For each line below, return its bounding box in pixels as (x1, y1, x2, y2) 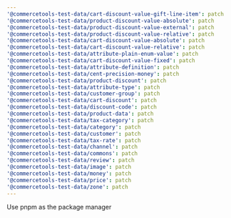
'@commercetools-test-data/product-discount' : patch (6, 76, 167, 84)
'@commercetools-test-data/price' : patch (6, 177, 132, 184)
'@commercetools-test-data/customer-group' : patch (6, 90, 160, 97)
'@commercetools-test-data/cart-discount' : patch (6, 97, 158, 104)
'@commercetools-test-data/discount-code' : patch (6, 104, 158, 111)
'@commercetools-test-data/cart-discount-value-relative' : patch (6, 44, 205, 51)
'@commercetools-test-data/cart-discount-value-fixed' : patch (6, 57, 195, 64)
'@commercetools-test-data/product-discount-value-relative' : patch (6, 30, 215, 38)
